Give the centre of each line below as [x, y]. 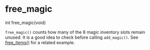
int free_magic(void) [25, 23]
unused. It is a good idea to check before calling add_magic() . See [72, 37]
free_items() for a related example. [40, 42]
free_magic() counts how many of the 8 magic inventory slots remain [75, 32]
